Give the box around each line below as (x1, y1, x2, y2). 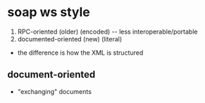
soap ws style (7, 4, 90, 20)
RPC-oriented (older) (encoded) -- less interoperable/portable (17, 27, 198, 36)
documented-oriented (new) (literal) (17, 34, 123, 43)
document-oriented (7, 69, 96, 81)
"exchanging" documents (17, 87, 92, 95)
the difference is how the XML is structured (17, 48, 144, 57)
